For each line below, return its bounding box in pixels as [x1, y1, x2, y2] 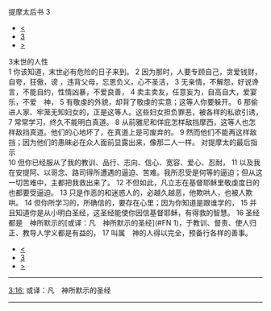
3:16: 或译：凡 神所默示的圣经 [8, 285, 111, 295]
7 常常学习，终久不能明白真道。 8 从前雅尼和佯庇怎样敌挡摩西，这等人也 [8, 118, 249, 126]
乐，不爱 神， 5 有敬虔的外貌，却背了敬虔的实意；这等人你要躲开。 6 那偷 [8, 97, 258, 106]
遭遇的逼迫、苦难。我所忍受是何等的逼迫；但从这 [99, 168, 263, 177]
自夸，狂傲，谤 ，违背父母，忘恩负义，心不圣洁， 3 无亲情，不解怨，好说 [8, 77, 252, 86]
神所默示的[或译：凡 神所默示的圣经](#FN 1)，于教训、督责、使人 [29, 218, 250, 227]
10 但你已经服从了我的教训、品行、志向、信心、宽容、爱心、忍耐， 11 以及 [8, 158, 254, 167]
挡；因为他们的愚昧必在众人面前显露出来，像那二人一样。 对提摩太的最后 [8, 138, 251, 147]
